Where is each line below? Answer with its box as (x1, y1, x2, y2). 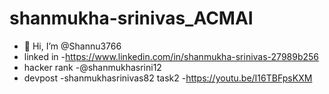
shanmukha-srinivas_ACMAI (9, 7, 254, 30)
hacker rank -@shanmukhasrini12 (23, 61, 162, 73)
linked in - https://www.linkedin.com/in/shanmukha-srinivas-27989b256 (23, 50, 320, 62)
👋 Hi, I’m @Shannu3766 (23, 40, 122, 52)
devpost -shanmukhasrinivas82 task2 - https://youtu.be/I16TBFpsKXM (23, 72, 313, 84)
